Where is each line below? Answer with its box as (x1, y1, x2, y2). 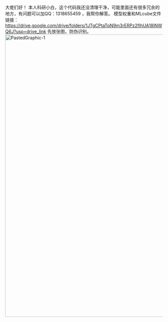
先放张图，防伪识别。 (47, 29, 91, 34)
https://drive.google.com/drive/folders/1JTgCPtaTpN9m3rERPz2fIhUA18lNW (5, 23, 162, 29)
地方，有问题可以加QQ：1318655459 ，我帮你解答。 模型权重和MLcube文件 (5, 11, 161, 17)
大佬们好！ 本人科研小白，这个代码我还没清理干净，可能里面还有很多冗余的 (5, 5, 160, 10)
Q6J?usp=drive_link (5, 29, 46, 34)
